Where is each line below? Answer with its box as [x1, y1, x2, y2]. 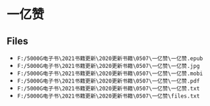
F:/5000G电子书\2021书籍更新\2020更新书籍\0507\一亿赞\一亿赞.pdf [16, 78, 200, 85]
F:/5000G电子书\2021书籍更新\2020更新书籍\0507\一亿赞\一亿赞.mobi [16, 70, 204, 77]
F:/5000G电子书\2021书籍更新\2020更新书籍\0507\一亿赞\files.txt [16, 93, 200, 100]
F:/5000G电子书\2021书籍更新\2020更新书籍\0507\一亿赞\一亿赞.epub [16, 55, 204, 62]
